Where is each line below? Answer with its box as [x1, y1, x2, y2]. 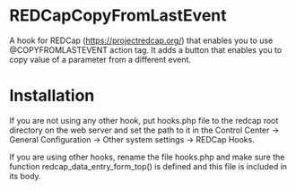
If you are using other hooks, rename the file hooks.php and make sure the [9, 151, 285, 162]
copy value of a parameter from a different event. [9, 54, 191, 65]
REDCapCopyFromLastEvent [9, 5, 227, 26]
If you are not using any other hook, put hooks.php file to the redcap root [9, 115, 279, 125]
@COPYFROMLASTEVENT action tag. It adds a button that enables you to [9, 44, 283, 55]
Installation [9, 86, 95, 106]
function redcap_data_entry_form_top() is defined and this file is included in [9, 160, 288, 171]
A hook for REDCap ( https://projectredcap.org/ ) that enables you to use [9, 35, 274, 46]
